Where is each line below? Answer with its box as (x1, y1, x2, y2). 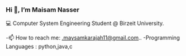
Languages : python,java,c (6, 43, 73, 51)
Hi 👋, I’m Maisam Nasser (6, 5, 80, 14)
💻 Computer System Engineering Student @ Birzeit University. (6, 19, 165, 27)
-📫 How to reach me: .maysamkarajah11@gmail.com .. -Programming (6, 34, 180, 41)
